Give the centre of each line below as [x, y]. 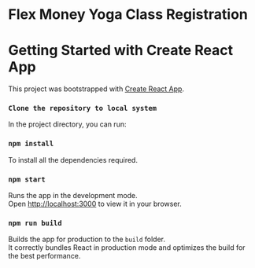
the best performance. [44, 256]
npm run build [35, 223]
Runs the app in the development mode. [73, 196]
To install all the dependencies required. [73, 160]
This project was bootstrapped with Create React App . [96, 89]
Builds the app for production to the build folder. [87, 239]
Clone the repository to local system [83, 108]
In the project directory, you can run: [67, 124]
